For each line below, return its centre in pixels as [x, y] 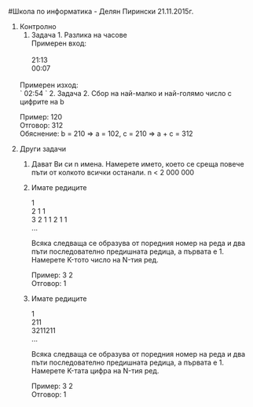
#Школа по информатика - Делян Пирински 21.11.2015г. [101, 11]
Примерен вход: [59, 43]
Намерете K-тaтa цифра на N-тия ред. [95, 371]
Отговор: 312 [41, 125]
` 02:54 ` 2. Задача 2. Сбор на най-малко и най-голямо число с [125, 93]
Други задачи [43, 149]
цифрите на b [42, 102]
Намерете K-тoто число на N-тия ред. [95, 260]
